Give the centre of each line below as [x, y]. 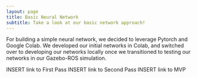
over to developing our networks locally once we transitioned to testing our [98, 52]
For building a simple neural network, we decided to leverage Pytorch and [97, 40]
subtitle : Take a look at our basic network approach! [76, 22]
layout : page [22, 12]
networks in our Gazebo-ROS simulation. [56, 58]
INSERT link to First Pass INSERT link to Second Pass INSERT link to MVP [96, 70]
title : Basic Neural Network [42, 17]
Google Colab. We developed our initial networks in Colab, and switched [95, 45]
